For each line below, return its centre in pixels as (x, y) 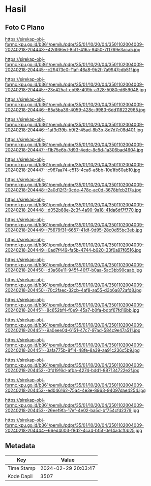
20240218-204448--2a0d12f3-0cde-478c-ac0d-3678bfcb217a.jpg (73, 190)
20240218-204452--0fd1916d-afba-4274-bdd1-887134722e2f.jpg (72, 370)
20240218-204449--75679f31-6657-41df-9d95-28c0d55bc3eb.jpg (74, 230)
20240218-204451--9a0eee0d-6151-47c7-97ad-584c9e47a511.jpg (73, 330)
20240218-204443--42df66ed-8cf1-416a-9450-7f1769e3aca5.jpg (73, 50)
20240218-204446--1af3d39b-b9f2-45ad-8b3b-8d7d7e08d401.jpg (74, 130)
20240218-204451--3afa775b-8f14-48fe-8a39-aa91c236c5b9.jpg (73, 350)
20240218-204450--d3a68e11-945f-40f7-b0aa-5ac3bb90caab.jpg (74, 270)
